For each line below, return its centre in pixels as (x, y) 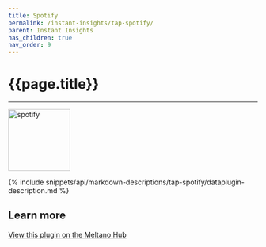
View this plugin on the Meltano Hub (67, 234)
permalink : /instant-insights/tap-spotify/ (81, 23)
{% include (26, 182)
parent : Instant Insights (51, 30)
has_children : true (40, 38)
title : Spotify (33, 15)
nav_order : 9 (30, 45)
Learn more (37, 216)
